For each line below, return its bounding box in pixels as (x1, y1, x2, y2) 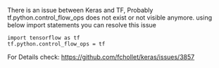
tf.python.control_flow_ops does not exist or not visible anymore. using (7, 13, 213, 22)
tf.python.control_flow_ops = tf (7, 41, 106, 48)
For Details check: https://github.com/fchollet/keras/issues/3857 (7, 53, 195, 61)
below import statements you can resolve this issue (7, 21, 156, 29)
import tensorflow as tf (7, 34, 80, 41)
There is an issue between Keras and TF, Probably (7, 6, 154, 14)
